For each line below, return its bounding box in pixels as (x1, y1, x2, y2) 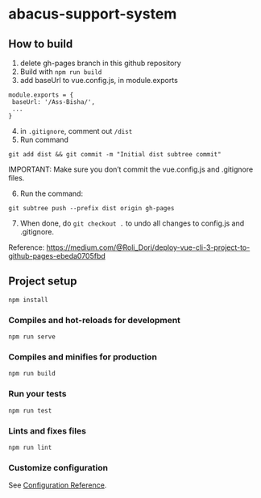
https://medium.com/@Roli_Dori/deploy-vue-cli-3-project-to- (46, 243, 251, 252)
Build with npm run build (19, 67, 102, 77)
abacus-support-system (8, 5, 177, 23)
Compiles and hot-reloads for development (8, 314, 181, 326)
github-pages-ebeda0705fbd (8, 251, 106, 260)
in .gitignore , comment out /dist (19, 127, 133, 135)
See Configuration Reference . (8, 480, 107, 490)
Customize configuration (8, 462, 109, 473)
